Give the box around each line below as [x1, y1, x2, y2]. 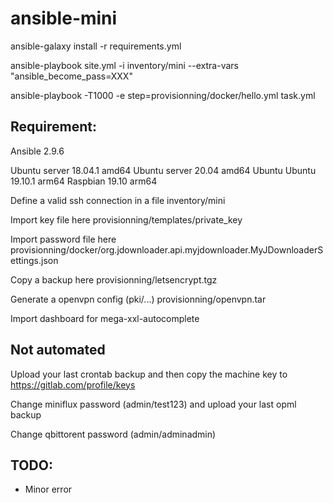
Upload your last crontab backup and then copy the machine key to [10, 368, 288, 380]
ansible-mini [10, 7, 118, 30]
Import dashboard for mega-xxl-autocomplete [10, 312, 200, 324]
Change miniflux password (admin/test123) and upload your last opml [10, 398, 297, 410]
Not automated [10, 342, 106, 359]
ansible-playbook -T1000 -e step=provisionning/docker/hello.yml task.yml [10, 89, 316, 101]
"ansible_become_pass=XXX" [10, 70, 133, 82]
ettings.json [10, 254, 59, 266]
